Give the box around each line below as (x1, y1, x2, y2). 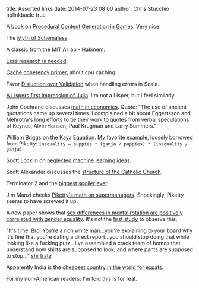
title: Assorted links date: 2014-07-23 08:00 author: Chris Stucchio (6, 5, 169, 12)
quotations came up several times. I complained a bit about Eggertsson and (6, 110, 191, 116)
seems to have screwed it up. (6, 198, 78, 204)
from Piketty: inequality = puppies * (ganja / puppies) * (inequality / (6, 140, 188, 147)
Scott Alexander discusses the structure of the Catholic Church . (6, 169, 163, 175)
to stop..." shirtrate (6, 252, 52, 259)
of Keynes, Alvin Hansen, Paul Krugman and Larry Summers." (6, 122, 157, 129)
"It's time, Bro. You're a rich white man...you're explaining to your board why (6, 227, 193, 234)
